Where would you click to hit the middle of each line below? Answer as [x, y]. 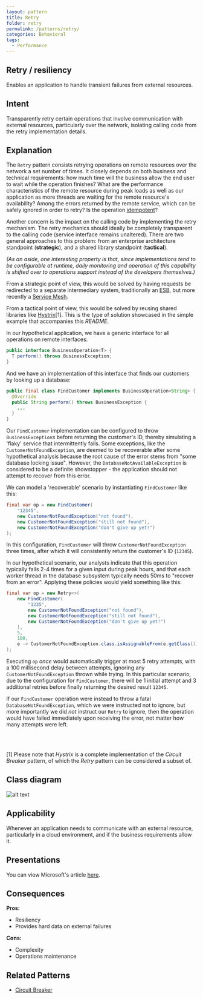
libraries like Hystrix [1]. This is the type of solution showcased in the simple [100, 315]
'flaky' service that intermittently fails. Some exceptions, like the [86, 443]
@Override [24, 397]
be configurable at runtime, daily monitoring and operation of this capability [101, 266]
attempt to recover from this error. [49, 476]
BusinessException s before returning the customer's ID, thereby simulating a [101, 437]
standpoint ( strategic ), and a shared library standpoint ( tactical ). [87, 247]
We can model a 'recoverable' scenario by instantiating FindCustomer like [97, 488]
